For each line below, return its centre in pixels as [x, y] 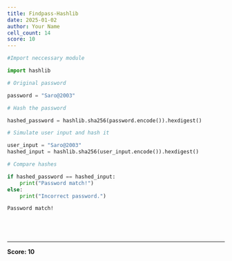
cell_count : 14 [29, 33]
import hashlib [29, 70]
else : [15, 190]
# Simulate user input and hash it [58, 133]
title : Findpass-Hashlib [43, 13]
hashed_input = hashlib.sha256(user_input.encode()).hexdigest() [103, 152]
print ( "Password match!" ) [57, 183]
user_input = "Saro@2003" [44, 146]
